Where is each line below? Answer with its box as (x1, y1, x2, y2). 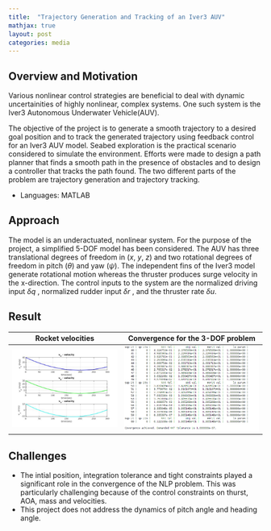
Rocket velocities (35, 334, 95, 343)
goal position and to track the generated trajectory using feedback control (8, 132, 254, 142)
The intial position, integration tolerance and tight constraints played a (19, 471, 252, 480)
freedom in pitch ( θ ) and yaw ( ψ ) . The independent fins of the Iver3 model (8, 260, 256, 270)
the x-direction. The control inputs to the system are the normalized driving (8, 278, 258, 288)
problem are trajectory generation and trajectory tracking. (8, 175, 200, 185)
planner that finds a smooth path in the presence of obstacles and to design (8, 158, 261, 168)
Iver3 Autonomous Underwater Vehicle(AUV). (8, 108, 160, 118)
